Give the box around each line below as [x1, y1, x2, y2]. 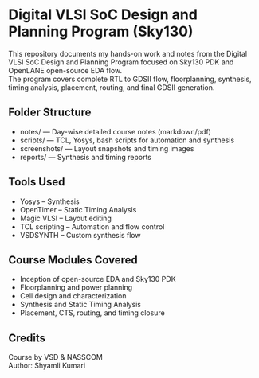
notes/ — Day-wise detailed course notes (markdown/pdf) [19, 127, 211, 136]
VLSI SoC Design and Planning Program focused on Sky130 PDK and [8, 57, 234, 67]
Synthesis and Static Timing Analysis [19, 300, 142, 310]
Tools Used [8, 175, 65, 189]
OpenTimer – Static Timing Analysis [19, 205, 137, 214]
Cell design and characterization [19, 291, 127, 301]
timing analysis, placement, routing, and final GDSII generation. [8, 82, 215, 92]
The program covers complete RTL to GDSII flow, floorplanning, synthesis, [8, 74, 253, 84]
